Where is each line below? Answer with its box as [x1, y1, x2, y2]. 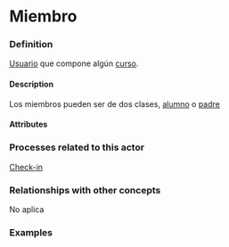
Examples [9, 226, 53, 238]
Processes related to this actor [9, 141, 145, 153]
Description [9, 78, 54, 90]
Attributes [9, 119, 48, 130]
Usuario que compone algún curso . [9, 58, 139, 69]
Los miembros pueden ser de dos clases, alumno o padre [9, 98, 220, 109]
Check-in [9, 161, 43, 172]
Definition [9, 38, 53, 51]
